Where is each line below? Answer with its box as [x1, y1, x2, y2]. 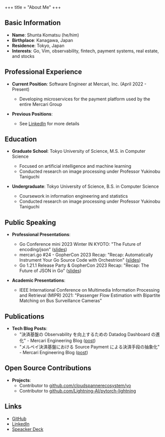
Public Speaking [4, 218, 56, 227]
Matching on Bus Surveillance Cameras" [19, 298, 102, 304]
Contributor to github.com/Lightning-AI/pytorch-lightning [19, 388, 136, 394]
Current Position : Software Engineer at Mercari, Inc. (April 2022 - [11, 81, 147, 87]
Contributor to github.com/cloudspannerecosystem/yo [19, 382, 131, 389]
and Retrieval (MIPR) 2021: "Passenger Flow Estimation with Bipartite [19, 292, 161, 299]
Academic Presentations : [11, 277, 66, 284]
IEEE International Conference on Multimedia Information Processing [19, 287, 160, 293]
